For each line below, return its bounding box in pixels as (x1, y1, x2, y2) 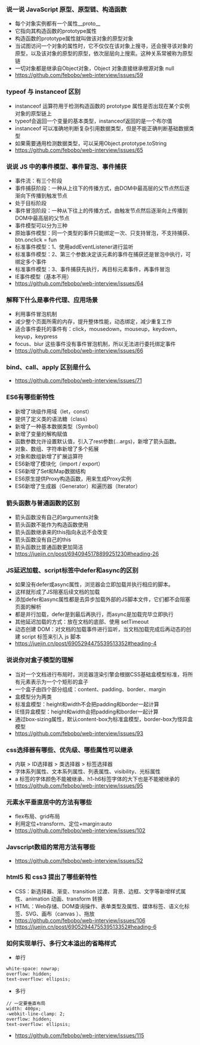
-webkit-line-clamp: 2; (6, 1011, 66, 1017)
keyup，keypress (14, 333, 58, 340)
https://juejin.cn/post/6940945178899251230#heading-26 (14, 550, 159, 557)
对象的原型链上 (14, 109, 52, 117)
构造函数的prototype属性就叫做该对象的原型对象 (14, 35, 134, 42)
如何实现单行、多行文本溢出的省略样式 (6, 939, 116, 948)
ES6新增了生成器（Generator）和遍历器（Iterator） (14, 482, 141, 489)
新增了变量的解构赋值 (14, 430, 67, 437)
